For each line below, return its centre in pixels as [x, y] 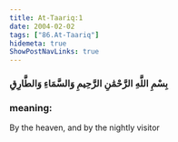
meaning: [31, 107]
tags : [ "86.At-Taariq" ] [54, 35]
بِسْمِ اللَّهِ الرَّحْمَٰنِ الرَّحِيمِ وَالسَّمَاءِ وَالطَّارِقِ [89, 84]
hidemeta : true [38, 43]
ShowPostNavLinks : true [54, 52]
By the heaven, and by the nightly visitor [85, 127]
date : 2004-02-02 [42, 26]
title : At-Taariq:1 [46, 18]
